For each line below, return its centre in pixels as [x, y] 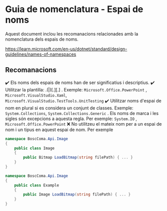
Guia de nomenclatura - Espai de [74, 9]
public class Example [36, 185]
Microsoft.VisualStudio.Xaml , [36, 95]
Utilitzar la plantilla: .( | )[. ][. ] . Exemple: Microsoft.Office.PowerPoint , [76, 89]
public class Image [34, 148]
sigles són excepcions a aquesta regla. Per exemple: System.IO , [71, 119]
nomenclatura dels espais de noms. [42, 39]
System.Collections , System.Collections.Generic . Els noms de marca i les [82, 113]
